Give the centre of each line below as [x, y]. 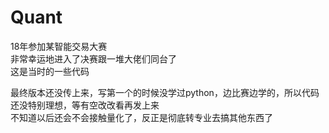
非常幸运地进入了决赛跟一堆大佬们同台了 [93, 58]
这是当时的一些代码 [50, 71]
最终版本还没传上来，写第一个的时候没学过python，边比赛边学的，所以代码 [165, 92]
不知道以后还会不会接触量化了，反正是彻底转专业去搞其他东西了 [141, 117]
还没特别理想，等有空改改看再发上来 [85, 105]
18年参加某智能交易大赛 [59, 46]
